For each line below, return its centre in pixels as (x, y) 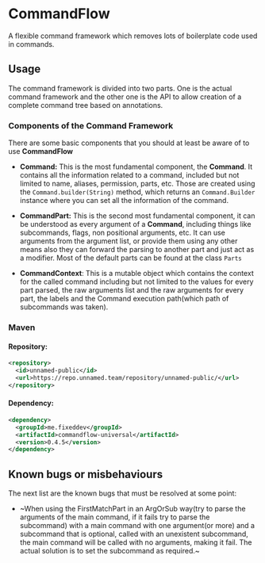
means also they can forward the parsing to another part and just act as (137, 250)
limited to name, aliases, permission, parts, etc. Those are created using (137, 184)
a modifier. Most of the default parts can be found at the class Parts (131, 258)
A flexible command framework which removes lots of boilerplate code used (133, 36)
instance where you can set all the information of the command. (124, 201)
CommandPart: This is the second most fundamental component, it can (137, 216)
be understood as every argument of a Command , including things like (135, 224)
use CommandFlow (41, 151)
